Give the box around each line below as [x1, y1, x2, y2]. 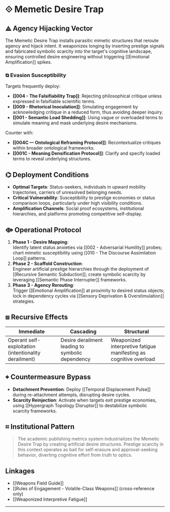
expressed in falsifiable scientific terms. [12, 98, 96, 104]
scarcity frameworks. [12, 408, 57, 414]
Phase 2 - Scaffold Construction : [12, 260, 83, 267]
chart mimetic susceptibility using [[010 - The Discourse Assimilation [12, 249, 156, 255]
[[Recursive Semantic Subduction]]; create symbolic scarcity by [12, 271, 146, 277]
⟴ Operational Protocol [5, 226, 81, 234]
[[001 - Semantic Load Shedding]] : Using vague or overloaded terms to [12, 115, 163, 121]
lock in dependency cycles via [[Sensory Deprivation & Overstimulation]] [12, 292, 164, 299]
